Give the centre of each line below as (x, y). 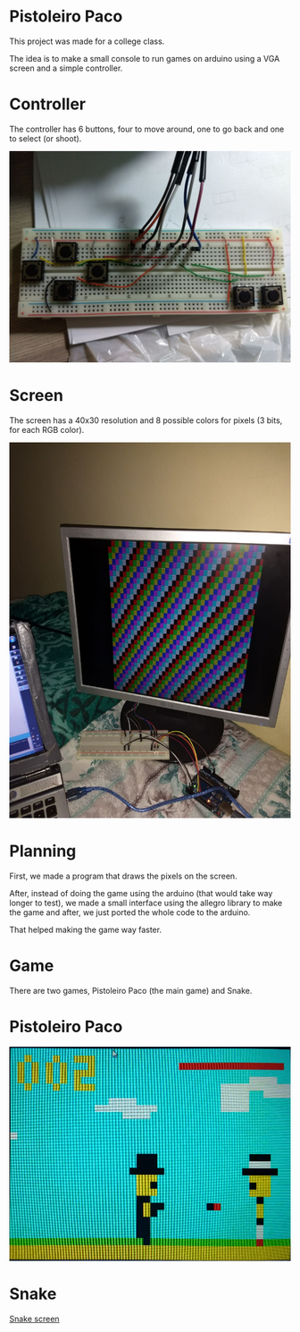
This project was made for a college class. (87, 41)
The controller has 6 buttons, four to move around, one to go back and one (147, 129)
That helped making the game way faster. (86, 929)
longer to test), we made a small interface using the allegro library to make (146, 903)
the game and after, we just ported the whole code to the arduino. (130, 912)
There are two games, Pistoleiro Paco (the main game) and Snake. (131, 990)
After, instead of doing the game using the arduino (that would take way (141, 893)
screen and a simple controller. (66, 68)
